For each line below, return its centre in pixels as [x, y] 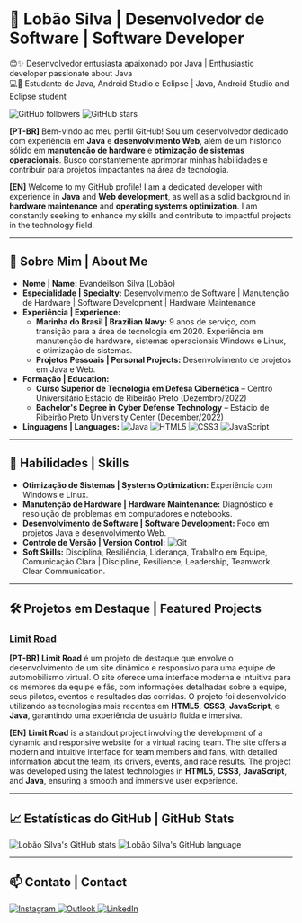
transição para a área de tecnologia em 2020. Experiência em [150, 331]
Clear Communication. [64, 571]
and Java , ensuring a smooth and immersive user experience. [124, 781]
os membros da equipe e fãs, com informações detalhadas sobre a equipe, [148, 687]
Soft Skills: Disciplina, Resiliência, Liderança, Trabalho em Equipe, [145, 552]
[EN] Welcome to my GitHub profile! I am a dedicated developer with [136, 186]
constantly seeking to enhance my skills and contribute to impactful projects [151, 215]
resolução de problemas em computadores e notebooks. [127, 513]
